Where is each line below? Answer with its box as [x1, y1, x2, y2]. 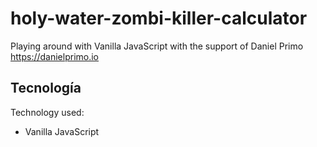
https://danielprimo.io [10, 50, 100, 62]
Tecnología [10, 80, 82, 97]
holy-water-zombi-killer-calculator [10, 7, 308, 30]
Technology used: [10, 106, 85, 118]
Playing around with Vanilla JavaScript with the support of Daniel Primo [10, 40, 304, 52]
